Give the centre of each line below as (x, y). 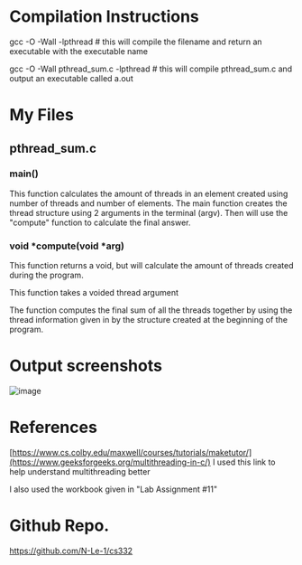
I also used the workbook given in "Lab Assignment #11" (114, 489)
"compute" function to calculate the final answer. (100, 222)
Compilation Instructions (105, 17)
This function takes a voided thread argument (94, 293)
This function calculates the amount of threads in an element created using (149, 193)
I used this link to (244, 462)
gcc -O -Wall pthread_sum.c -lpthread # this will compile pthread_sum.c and (151, 69)
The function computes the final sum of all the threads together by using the (151, 310)
